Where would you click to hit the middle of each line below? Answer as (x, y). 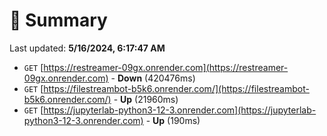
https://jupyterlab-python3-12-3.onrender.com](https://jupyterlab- (180, 110)
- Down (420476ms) (153, 78)
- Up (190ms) (173, 120)
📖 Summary (58, 20)
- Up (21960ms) (146, 99)
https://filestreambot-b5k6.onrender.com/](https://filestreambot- (176, 88)
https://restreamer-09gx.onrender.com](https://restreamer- (166, 67)
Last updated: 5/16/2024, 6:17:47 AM (87, 48)
